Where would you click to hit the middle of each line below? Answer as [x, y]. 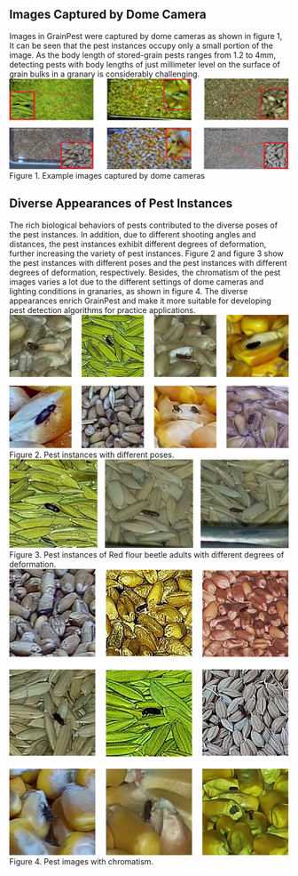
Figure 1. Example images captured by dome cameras [107, 175]
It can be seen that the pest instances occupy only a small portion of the [141, 45]
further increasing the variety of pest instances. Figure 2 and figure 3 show [146, 253]
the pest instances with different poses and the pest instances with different [148, 262]
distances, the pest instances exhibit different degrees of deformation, [138, 244]
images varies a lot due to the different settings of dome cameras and [137, 281]
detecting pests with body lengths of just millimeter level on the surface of [145, 64]
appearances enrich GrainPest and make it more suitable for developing [141, 301]
